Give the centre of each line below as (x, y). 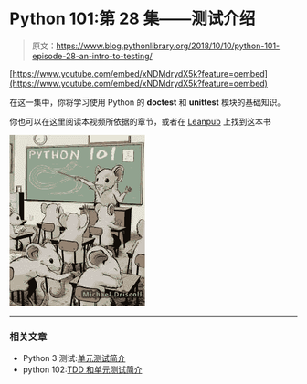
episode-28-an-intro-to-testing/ (92, 56)
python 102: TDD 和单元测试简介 (82, 369)
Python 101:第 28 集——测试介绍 (132, 19)
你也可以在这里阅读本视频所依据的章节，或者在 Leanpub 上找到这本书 (140, 121)
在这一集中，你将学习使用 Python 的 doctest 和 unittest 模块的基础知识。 (148, 102)
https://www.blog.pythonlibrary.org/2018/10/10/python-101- (168, 46)
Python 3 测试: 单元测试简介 (74, 358)
